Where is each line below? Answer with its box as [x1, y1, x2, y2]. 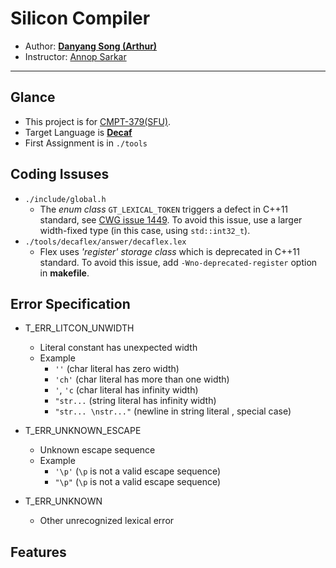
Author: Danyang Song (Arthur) [24, 40, 158, 52]
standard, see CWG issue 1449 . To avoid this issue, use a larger [39, 213, 303, 226]
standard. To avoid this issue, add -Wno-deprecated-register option [39, 256, 318, 268]
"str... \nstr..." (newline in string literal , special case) [54, 405, 292, 417]
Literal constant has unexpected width [39, 342, 198, 354]
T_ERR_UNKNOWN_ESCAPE [24, 425, 142, 437]
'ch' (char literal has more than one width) [54, 373, 230, 386]
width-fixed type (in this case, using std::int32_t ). [39, 224, 251, 236]
